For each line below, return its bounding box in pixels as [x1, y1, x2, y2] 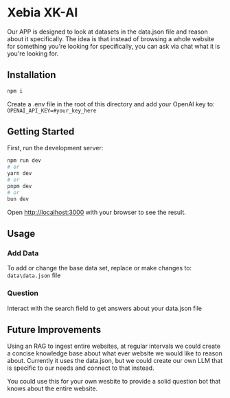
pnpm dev [7, 183, 32, 189]
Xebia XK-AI [7, 5, 78, 21]
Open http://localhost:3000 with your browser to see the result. [7, 208, 187, 216]
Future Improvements [7, 324, 102, 336]
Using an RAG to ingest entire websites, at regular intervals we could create [7, 342, 221, 351]
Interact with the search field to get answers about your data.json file [7, 304, 203, 312]
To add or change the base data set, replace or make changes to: [7, 264, 192, 272]
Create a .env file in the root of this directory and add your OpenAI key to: [7, 99, 215, 108]
